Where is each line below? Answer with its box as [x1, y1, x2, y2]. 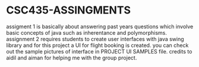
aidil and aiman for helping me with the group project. [6, 54, 137, 61]
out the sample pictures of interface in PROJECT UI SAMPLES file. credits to [6, 48, 192, 55]
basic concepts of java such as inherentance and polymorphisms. [6, 29, 168, 36]
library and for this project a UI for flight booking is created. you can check [6, 42, 189, 49]
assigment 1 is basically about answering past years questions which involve [6, 23, 194, 30]
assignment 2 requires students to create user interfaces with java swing [6, 35, 184, 42]
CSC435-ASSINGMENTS [6, 4, 131, 17]
